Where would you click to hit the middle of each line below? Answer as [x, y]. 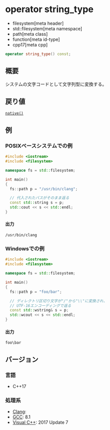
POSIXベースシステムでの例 [39, 146]
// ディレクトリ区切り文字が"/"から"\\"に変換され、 [59, 301]
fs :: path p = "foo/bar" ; [36, 292]
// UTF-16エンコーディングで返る [41, 306]
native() [14, 114]
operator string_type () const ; [38, 54]
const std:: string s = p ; [37, 203]
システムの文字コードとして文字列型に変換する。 [56, 84]
